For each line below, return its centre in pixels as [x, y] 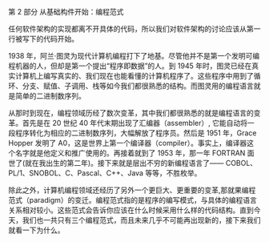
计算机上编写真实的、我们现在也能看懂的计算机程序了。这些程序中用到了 [134, 76]
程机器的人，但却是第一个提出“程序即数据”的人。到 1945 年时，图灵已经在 [130, 66]
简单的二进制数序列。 [50, 96]
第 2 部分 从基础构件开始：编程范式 [66, 12]
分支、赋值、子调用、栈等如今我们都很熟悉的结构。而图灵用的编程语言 [138, 86]
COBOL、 [241, 163]
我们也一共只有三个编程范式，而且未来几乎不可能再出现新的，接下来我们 [141, 220]
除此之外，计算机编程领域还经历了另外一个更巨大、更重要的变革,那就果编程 [132, 190]
